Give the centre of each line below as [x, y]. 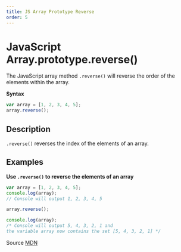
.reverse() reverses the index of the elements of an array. [77, 143]
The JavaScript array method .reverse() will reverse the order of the [91, 76]
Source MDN [22, 242]
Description [28, 129]
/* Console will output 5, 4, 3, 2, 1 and [60, 226]
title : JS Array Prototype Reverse [50, 12]
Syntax [15, 94]
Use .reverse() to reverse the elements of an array [70, 176]
